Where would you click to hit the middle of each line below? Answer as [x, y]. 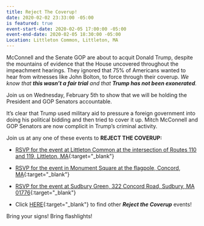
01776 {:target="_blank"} [45, 193]
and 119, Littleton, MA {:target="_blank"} [65, 156]
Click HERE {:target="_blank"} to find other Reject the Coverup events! [103, 204]
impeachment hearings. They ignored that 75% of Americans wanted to [96, 70]
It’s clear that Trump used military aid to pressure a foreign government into [101, 113]
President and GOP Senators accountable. [59, 101]
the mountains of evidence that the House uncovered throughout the [92, 64]
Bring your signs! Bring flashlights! [49, 216]
